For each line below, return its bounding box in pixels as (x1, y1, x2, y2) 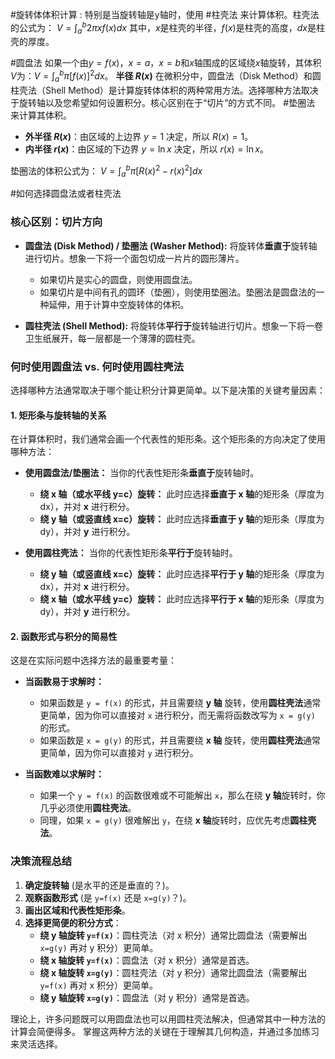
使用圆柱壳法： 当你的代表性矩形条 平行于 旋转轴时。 (24, 547, 238, 559)
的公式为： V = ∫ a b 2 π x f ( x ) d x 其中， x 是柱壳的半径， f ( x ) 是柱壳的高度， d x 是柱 (10, 20, 325, 36)
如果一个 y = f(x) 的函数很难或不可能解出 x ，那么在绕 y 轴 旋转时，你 (39, 789, 326, 802)
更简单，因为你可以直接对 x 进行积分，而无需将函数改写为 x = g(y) (39, 709, 316, 722)
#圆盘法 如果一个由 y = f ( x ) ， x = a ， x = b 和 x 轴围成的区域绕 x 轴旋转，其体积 (10, 57, 322, 69)
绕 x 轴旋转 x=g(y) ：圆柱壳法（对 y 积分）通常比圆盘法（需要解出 (39, 966, 308, 978)
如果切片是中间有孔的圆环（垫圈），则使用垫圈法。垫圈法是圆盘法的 (39, 286, 317, 298)
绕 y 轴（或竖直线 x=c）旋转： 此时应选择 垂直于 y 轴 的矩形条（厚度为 (39, 513, 325, 525)
